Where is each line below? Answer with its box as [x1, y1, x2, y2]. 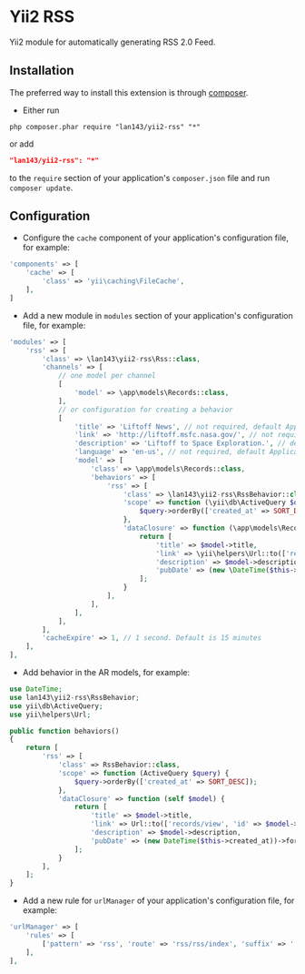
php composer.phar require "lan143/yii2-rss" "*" [9, 122, 202, 131]
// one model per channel [57, 371, 156, 380]
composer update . [9, 182, 74, 193]
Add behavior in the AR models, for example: [22, 667, 191, 678]
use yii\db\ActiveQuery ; [9, 701, 103, 711]
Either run [22, 105, 60, 116]
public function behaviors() [9, 726, 120, 736]
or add [9, 138, 34, 149]
